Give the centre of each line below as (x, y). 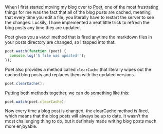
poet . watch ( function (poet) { (36, 51)
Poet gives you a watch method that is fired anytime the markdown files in (79, 37)
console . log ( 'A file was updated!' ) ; (48, 55)
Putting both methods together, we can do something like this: (67, 93)
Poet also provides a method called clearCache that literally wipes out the (78, 69)
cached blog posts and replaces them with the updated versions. (70, 74)
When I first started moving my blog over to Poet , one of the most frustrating (82, 7)
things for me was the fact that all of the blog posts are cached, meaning (78, 12)
